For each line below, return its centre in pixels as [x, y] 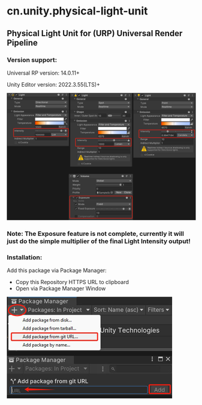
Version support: [32, 60]
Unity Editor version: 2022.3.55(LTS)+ [54, 84]
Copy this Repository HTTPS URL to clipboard [72, 282]
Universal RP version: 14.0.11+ [43, 73]
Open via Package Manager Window [61, 289]
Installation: [25, 257]
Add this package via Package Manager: [57, 271]
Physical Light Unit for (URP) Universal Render [95, 33]
